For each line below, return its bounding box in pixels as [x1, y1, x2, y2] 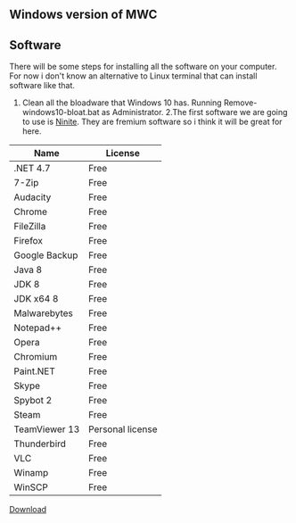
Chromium [13, 351, 58, 363]
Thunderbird [13, 437, 67, 450]
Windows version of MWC [9, 7, 158, 22]
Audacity [13, 191, 52, 203]
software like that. [9, 80, 76, 91]
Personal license [87, 423, 158, 436]
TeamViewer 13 [13, 423, 80, 436]
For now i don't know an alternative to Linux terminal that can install [9, 71, 258, 81]
